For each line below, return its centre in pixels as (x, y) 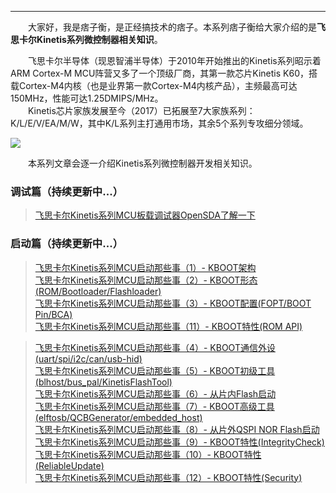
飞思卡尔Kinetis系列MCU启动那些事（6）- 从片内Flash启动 (155, 393)
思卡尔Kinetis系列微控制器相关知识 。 (86, 39)
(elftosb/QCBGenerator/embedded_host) (118, 417)
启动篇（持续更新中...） (66, 244)
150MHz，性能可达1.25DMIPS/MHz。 (87, 98)
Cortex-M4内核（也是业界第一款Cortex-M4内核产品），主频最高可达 (158, 85)
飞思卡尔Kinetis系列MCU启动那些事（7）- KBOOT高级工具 (154, 406)
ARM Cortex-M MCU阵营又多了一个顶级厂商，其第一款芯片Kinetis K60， (159, 73)
